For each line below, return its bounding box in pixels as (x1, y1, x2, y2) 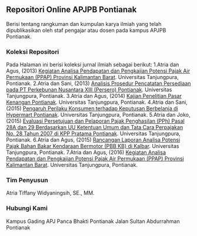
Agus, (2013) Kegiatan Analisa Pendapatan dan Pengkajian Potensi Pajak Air (6, 67, 190, 74)
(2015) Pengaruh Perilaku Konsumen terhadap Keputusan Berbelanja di (6, 105, 178, 112)
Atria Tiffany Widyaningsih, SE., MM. (6, 189, 95, 196)
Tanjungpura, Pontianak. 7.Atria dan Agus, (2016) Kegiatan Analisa (6, 149, 166, 156)
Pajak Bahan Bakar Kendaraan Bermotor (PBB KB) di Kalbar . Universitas (6, 143, 179, 150)
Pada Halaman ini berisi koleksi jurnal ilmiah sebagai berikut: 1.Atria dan (6, 61, 179, 68)
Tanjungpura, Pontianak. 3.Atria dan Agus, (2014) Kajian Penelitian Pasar (6, 93, 182, 100)
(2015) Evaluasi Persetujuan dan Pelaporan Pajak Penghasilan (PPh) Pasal (6, 117, 185, 124)
